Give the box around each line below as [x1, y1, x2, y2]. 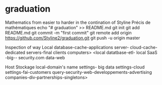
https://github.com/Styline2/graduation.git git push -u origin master [5, 35, 140, 41]
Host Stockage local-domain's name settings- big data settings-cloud [5, 64, 145, 70]
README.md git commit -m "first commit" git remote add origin [5, 30, 132, 35]
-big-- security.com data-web [5, 54, 65, 60]
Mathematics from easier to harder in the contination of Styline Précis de [5, 19, 151, 25]
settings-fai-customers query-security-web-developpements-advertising [5, 69, 152, 75]
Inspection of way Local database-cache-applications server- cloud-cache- [5, 44, 158, 50]
